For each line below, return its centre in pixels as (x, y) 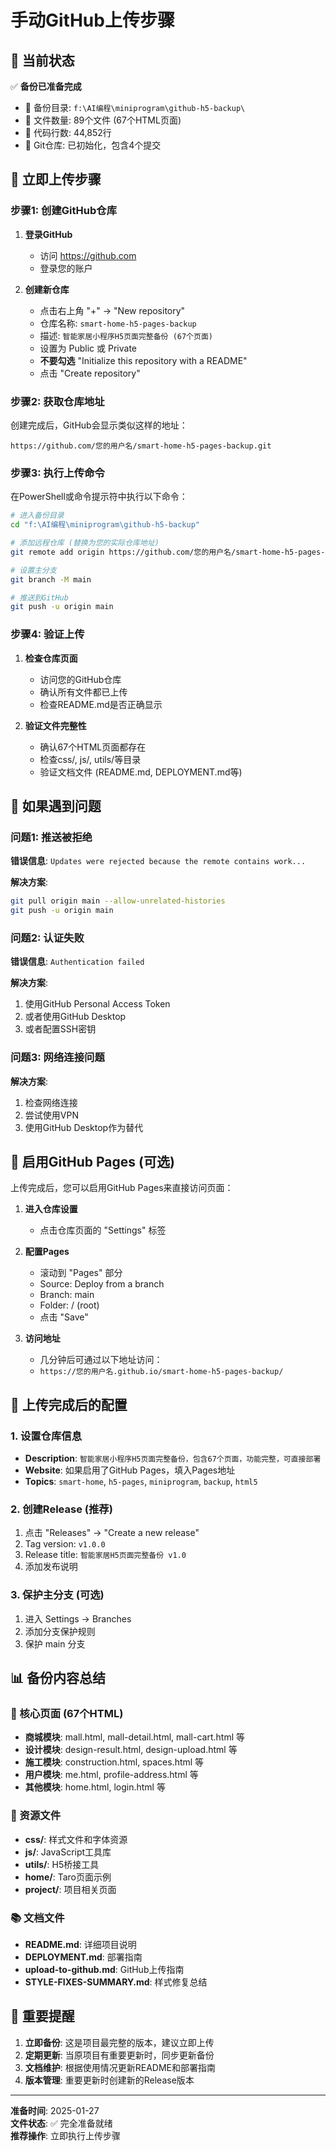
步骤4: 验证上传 (47, 634)
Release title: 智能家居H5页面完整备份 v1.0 (105, 1555)
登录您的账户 (66, 268)
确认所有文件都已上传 (83, 692)
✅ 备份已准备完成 (46, 86)
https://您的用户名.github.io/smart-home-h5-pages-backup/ (161, 1372)
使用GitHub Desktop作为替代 (84, 1127)
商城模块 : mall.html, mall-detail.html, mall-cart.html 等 (134, 1737)
